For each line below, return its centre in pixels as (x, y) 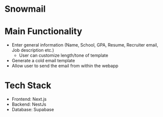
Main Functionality (43, 32)
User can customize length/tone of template (64, 55)
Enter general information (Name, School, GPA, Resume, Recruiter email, (85, 45)
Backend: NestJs (29, 104)
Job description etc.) (33, 50)
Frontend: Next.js (29, 99)
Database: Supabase (33, 110)
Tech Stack (28, 85)
